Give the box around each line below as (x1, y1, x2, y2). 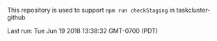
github (7, 13, 26, 22)
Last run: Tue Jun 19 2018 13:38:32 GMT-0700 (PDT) (7, 27, 159, 35)
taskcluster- (176, 6, 211, 14)
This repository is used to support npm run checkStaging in (7, 6, 175, 14)
